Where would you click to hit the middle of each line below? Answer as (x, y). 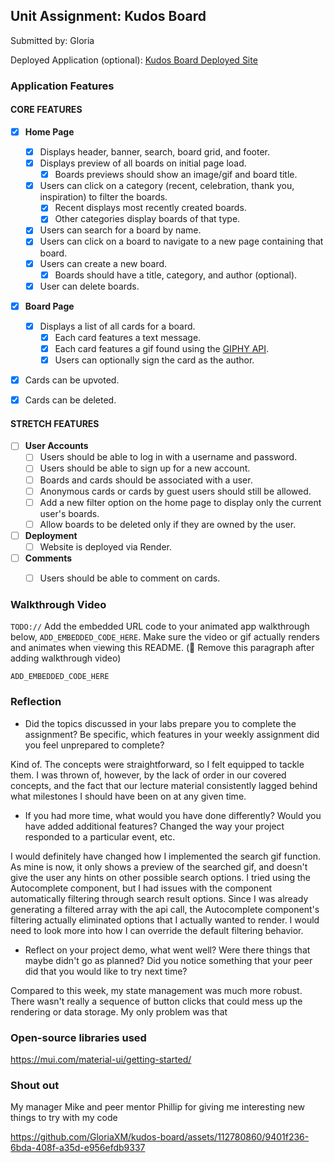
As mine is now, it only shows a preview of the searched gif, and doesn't (159, 866)
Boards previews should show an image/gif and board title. (176, 175)
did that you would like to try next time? (106, 971)
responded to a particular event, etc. (100, 836)
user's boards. (69, 513)
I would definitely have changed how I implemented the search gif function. (165, 856)
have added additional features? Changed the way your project (154, 826)
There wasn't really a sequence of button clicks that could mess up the (156, 1001)
